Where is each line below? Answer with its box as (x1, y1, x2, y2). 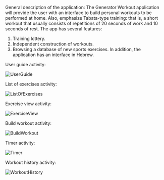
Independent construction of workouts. (12, 41, 94, 47)
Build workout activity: (5, 120, 52, 126)
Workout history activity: (5, 159, 57, 165)
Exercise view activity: (5, 101, 52, 107)
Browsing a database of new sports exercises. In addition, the (12, 47, 141, 52)
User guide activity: (5, 62, 46, 67)
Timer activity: (5, 140, 35, 146)
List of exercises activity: (5, 81, 57, 87)
